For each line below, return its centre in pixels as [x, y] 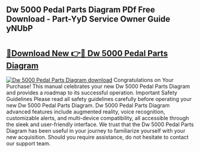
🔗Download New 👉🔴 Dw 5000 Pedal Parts [87, 53]
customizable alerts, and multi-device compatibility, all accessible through [98, 118]
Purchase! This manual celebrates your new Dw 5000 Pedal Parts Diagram [98, 86]
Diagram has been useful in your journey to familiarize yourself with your [96, 131]
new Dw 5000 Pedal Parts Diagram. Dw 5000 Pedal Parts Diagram [88, 105]
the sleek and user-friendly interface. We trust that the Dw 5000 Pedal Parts [100, 124]
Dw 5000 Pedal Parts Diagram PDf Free [81, 10]
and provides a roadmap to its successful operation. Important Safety [92, 93]
